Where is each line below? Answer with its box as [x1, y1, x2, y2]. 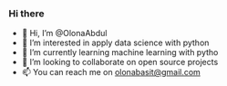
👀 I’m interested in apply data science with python [21, 37, 210, 48]
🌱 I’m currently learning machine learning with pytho [21, 47, 219, 58]
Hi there [8, 7, 45, 20]
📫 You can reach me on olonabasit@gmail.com [21, 67, 201, 78]
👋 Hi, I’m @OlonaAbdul [21, 28, 108, 39]
